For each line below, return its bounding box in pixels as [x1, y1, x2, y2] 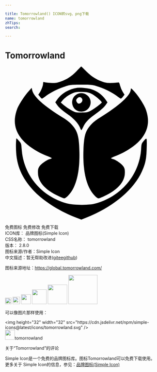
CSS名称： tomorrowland [5, 236, 56, 242]
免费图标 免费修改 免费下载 [5, 224, 59, 230]
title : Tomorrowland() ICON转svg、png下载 [5, 11, 89, 16]
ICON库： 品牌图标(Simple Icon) [5, 230, 69, 236]
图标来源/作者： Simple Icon [5, 248, 60, 254]
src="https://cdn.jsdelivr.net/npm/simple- [66, 319, 149, 325]
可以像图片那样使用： [5, 310, 47, 316]
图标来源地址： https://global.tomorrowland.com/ [5, 265, 102, 271]
